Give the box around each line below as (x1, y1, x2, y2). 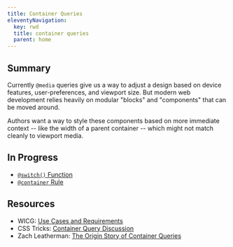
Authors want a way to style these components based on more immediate (7, 116, 220, 125)
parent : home (13, 36, 52, 43)
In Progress (7, 152, 58, 164)
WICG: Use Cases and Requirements (17, 216, 124, 225)
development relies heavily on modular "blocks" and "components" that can (7, 95, 227, 104)
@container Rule (17, 178, 64, 186)
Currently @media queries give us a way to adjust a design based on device (7, 80, 222, 89)
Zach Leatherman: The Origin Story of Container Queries (17, 232, 182, 240)
